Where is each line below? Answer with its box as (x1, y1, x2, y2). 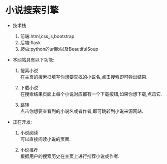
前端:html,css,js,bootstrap (20, 33, 75, 39)
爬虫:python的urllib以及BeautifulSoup (20, 46, 98, 52)
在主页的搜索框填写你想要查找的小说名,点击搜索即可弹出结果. (20, 74, 148, 80)
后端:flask (20, 39, 41, 46)
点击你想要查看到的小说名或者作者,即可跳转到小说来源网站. (20, 108, 143, 114)
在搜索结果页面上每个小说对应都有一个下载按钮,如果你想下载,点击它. (20, 91, 162, 97)
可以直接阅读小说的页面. (20, 136, 71, 142)
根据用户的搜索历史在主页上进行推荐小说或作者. (20, 153, 120, 159)
